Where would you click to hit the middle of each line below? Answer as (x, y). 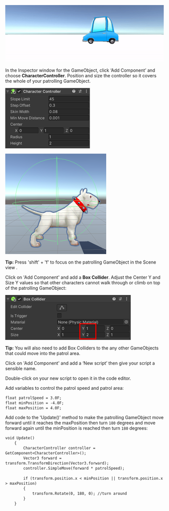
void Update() (20, 438)
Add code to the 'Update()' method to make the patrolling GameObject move (84, 418)
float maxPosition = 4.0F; (33, 408)
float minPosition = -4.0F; (35, 403)
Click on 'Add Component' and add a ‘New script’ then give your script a (80, 363)
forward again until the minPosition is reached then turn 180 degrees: (76, 428)
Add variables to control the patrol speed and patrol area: (65, 388)
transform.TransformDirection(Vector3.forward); (57, 464)
